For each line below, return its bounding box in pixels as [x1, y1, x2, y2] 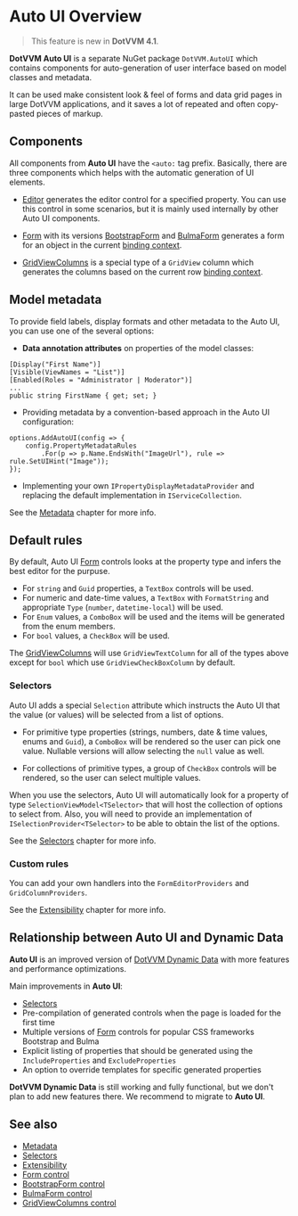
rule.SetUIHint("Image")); [9, 456, 109, 465]
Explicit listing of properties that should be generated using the [21, 1045, 254, 1056]
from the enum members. [21, 621, 116, 632]
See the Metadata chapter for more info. [9, 506, 157, 518]
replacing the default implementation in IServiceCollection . [21, 489, 242, 500]
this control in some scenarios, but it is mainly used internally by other [21, 203, 279, 214]
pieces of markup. [36, 108, 104, 119]
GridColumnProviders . [9, 887, 88, 898]
